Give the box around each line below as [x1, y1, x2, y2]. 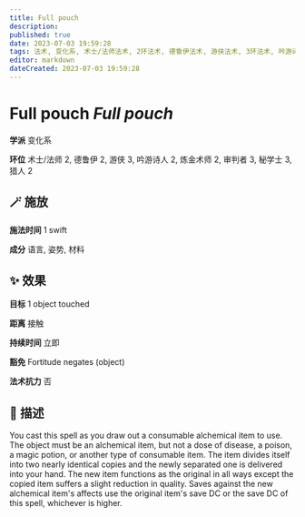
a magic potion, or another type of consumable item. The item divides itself [9, 450, 290, 461]
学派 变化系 [9, 134, 52, 146]
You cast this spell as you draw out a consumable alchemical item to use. [9, 430, 283, 441]
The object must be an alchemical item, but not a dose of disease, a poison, [9, 440, 293, 451]
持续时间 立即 [9, 338, 60, 349]
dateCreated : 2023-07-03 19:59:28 [9, 65, 141, 74]
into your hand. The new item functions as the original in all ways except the [9, 469, 294, 480]
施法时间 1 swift [9, 224, 68, 235]
